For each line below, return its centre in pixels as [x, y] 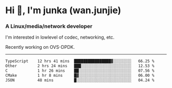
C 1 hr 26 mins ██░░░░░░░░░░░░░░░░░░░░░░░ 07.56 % [80, 71]
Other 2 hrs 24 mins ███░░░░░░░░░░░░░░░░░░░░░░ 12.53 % [80, 66]
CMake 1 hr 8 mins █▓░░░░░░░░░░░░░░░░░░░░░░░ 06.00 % [80, 76]
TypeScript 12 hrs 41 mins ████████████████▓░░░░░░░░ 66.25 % [80, 61]
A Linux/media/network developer [49, 26]
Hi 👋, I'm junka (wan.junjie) [63, 10]
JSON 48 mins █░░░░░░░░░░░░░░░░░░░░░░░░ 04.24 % [80, 80]
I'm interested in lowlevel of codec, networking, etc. [60, 37]
